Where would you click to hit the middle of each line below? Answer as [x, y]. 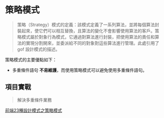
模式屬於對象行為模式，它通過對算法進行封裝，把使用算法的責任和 [88, 37]
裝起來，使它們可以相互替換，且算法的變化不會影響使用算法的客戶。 [86, 30]
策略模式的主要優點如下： [31, 59]
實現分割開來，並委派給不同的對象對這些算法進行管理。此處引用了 [93, 43]
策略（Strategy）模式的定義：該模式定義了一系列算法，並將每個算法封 [88, 25]
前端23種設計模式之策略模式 [34, 110]
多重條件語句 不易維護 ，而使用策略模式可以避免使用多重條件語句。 [80, 70]
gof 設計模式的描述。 [38, 49]
